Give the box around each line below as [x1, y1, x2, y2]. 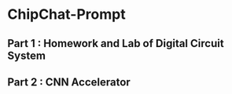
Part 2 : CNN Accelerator [7, 75, 131, 89]
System [7, 49, 46, 62]
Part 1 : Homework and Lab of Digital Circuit [7, 37, 225, 50]
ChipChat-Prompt [7, 5, 127, 23]
